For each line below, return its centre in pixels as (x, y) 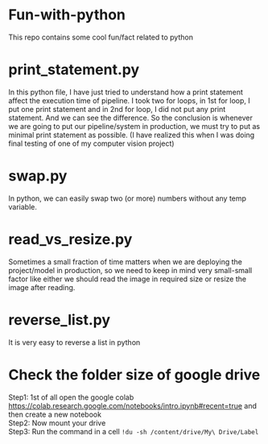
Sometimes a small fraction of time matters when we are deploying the (126, 261)
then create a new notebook (55, 414)
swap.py (38, 176)
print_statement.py (74, 70)
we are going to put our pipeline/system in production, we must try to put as (134, 126)
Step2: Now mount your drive (57, 423)
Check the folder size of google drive (134, 374)
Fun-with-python (67, 15)
